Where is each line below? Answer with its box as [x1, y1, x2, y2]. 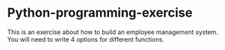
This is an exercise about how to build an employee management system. [7, 28, 219, 36]
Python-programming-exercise [7, 5, 193, 21]
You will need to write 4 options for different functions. [7, 35, 164, 43]
